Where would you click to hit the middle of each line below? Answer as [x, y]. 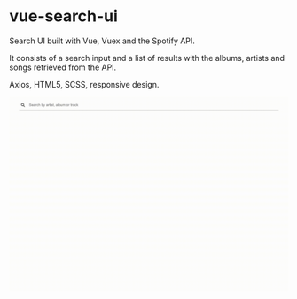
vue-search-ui [63, 16]
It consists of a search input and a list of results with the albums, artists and [147, 57]
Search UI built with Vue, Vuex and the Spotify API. [102, 41]
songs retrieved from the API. [63, 67]
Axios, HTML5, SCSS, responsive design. [84, 84]
